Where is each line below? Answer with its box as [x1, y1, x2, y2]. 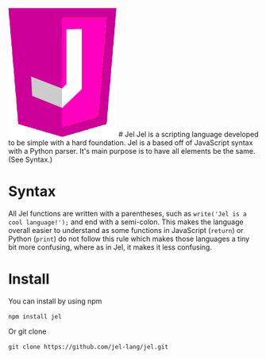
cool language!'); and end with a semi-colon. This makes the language [8, 217, 244, 227]
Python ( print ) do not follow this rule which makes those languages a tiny [8, 234, 250, 243]
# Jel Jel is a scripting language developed [118, 130, 259, 139]
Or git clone [8, 327, 47, 336]
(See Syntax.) [8, 155, 53, 164]
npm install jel [8, 312, 62, 320]
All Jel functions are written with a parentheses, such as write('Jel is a [8, 208, 248, 218]
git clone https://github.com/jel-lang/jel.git [8, 342, 169, 351]
